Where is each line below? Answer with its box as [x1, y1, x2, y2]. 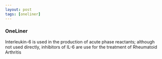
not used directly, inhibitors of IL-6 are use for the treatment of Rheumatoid [5, 44, 158, 50]
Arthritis [5, 49, 22, 55]
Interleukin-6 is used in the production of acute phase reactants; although [5, 39, 155, 44]
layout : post [5, 7, 32, 12]
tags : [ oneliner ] [5, 12, 41, 17]
